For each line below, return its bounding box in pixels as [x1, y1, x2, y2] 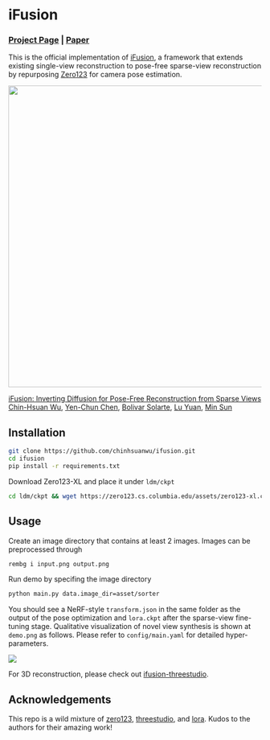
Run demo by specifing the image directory [8, 574, 152, 584]
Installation [8, 425, 66, 439]
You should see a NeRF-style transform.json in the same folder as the [8, 605, 241, 615]
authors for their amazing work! [8, 722, 112, 733]
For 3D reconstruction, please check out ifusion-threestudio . [8, 669, 209, 679]
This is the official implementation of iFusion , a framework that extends [8, 52, 243, 62]
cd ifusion [8, 454, 45, 463]
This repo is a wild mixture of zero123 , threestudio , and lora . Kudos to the [8, 714, 251, 724]
